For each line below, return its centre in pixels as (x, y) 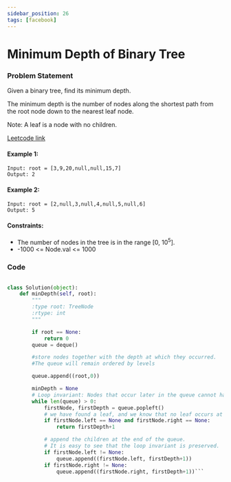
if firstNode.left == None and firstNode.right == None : (127, 421)
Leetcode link (26, 138)
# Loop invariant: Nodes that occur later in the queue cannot (124, 395)
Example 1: (23, 154)
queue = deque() (55, 345)
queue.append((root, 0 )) (66, 376)
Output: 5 (21, 210)
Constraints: (25, 225)
